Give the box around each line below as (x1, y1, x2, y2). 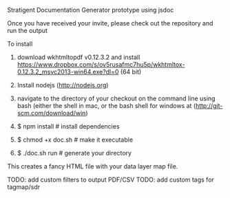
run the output (7, 27, 48, 34)
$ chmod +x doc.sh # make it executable (17, 135, 133, 144)
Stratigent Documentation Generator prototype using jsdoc (7, 6, 174, 14)
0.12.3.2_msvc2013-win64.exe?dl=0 (17, 68, 119, 76)
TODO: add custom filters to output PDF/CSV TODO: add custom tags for (7, 175, 215, 184)
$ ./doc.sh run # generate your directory (17, 149, 132, 157)
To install (7, 40, 33, 47)
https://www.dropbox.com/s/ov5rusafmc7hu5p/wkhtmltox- (17, 60, 185, 68)
